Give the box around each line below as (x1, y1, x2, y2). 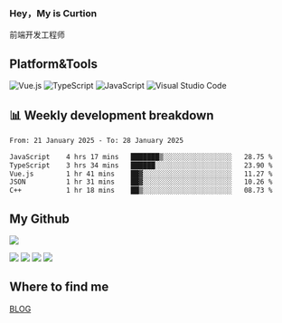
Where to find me (9, 280, 109, 295)
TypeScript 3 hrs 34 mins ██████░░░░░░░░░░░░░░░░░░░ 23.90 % (9, 160, 273, 170)
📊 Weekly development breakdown (9, 108, 214, 123)
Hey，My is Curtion (9, 6, 98, 19)
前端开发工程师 (9, 29, 65, 41)
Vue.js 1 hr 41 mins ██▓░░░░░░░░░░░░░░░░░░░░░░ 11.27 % (9, 169, 273, 178)
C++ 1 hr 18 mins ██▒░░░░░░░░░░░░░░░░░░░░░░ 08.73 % (9, 186, 273, 195)
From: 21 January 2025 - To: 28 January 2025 (9, 136, 183, 145)
